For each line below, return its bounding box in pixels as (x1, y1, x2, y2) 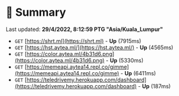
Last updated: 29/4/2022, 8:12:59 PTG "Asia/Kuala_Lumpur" (6, 26, 164, 33)
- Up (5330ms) (105, 57, 144, 64)
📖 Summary (6, 5, 66, 19)
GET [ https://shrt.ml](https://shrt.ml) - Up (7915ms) (14, 37, 142, 44)
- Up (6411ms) (120, 69, 156, 77)
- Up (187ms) (138, 82, 171, 90)
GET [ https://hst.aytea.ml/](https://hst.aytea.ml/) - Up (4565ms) (14, 44, 173, 51)
